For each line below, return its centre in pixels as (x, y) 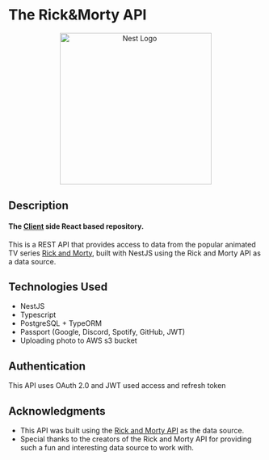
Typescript (38, 315)
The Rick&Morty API (78, 15)
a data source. (32, 261)
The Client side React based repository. (76, 226)
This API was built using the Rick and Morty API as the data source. (132, 430)
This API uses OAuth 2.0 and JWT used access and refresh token (117, 386)
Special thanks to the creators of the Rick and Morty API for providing (136, 439)
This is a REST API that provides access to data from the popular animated (132, 244)
